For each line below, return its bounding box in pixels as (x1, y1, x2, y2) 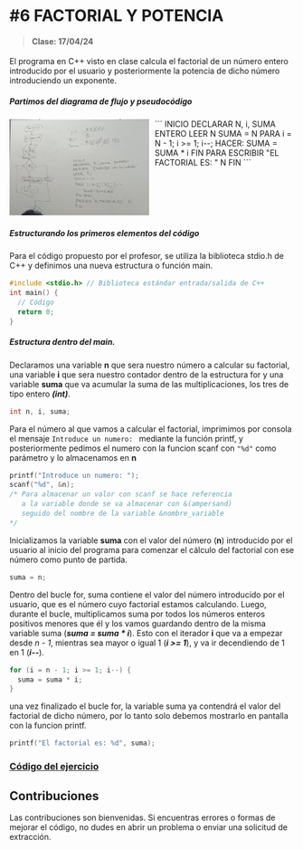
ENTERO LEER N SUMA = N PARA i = (155, 129, 292, 139)
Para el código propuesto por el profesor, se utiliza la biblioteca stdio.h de (9, 251, 285, 262)
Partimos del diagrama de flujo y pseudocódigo (9, 96, 193, 107)
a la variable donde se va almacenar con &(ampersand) (21, 500, 232, 509)
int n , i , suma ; (9, 406, 71, 416)
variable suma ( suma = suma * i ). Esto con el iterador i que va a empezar (9, 627, 283, 638)
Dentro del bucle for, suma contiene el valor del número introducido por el (9, 589, 285, 600)
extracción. (9, 831, 52, 842)
